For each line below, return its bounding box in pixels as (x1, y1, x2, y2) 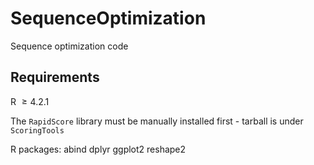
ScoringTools (10, 125, 65, 136)
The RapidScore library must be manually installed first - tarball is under (10, 115, 304, 127)
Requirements (10, 69, 100, 86)
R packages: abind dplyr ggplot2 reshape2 (10, 143, 187, 155)
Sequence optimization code (10, 40, 129, 52)
